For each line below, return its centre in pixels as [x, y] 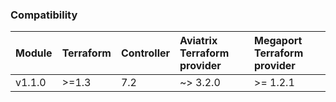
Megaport [278, 41]
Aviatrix [198, 41]
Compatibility [44, 15]
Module [34, 53]
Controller [145, 53]
